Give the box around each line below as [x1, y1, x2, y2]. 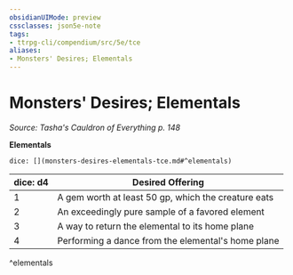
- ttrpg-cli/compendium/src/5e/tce [9, 37, 141, 47]
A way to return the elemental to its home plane [57, 220, 255, 232]
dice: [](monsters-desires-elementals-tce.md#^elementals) [9, 157, 233, 166]
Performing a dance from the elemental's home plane [57, 234, 280, 247]
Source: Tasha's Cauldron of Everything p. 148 [9, 122, 181, 133]
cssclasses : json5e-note [9, 21, 101, 30]
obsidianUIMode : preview [9, 12, 101, 22]
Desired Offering [131, 175, 204, 188]
